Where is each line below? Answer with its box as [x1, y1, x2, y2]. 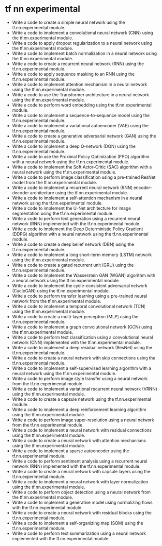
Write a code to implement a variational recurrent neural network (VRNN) [12, 386, 158, 392]
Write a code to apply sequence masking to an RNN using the [12, 71, 135, 77]
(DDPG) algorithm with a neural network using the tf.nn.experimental [12, 231, 148, 237]
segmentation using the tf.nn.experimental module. [12, 210, 114, 216]
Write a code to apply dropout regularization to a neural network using [12, 40, 152, 46]
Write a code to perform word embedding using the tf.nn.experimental [12, 102, 152, 108]
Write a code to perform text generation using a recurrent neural [12, 215, 140, 222]
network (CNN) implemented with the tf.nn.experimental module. [12, 339, 141, 345]
